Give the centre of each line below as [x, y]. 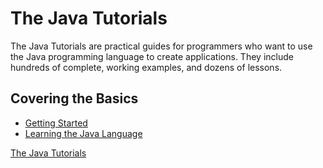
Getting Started [56, 123]
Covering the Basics [74, 98]
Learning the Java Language [83, 133]
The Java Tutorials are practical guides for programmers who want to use [161, 46]
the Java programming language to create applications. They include [152, 56]
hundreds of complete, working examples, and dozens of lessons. [146, 67]
